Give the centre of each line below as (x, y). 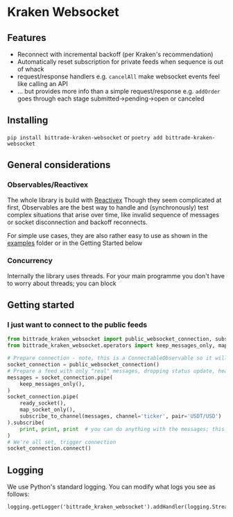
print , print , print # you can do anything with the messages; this (122, 429)
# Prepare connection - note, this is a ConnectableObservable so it (110, 358)
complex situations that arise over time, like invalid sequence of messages (113, 214)
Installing (28, 120)
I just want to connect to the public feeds (77, 325)
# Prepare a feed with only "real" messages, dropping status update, (111, 371)
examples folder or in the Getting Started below (75, 243)
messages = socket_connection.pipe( (60, 378)
